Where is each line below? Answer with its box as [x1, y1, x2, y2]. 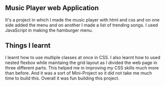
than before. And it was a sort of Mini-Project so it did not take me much [5, 70, 152, 76]
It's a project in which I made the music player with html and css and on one [5, 17, 160, 22]
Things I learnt [5, 42, 51, 50]
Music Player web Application [5, 4, 99, 12]
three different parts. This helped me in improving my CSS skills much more [5, 64, 159, 70]
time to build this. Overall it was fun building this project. [5, 75, 120, 81]
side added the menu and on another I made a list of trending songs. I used [5, 22, 158, 28]
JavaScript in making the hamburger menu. [5, 27, 93, 33]
